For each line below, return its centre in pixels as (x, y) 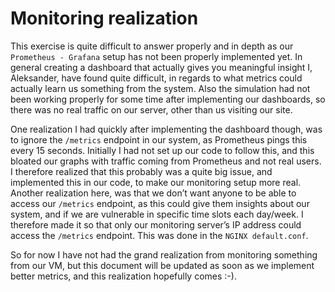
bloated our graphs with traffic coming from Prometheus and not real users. (166, 161)
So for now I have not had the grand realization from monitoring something (164, 254)
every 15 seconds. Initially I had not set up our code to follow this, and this (162, 150)
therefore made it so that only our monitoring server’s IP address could (156, 224)
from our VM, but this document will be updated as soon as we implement (162, 265)
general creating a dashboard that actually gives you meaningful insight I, (161, 67)
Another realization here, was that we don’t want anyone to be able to (153, 193)
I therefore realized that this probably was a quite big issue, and (141, 171)
